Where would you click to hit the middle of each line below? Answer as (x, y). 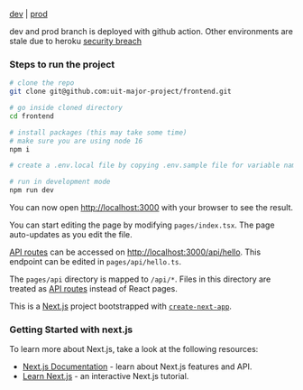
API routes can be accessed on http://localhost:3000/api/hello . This (135, 252)
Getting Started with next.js (71, 330)
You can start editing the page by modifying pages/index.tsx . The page (142, 225)
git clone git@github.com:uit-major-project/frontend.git (120, 92)
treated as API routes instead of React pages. (93, 289)
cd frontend (32, 116)
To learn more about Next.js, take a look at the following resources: (134, 349)
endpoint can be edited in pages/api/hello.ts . (96, 262)
